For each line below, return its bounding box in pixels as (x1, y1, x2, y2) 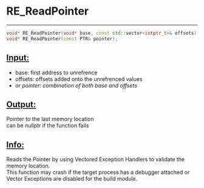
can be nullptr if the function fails (6, 122, 89, 129)
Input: (6, 53, 29, 63)
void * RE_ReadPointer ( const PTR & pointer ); (6, 35, 118, 42)
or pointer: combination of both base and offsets (15, 82, 138, 89)
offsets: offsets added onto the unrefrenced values (15, 75, 143, 83)
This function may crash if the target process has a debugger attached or (6, 169, 190, 176)
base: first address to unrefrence (15, 69, 98, 76)
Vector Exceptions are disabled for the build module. (6, 175, 138, 183)
